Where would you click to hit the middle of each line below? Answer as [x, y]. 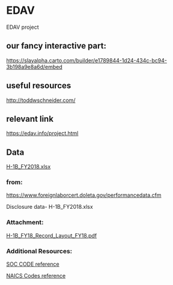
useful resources [39, 85]
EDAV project [23, 27]
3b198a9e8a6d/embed [35, 67]
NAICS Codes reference [36, 276]
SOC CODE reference [33, 264]
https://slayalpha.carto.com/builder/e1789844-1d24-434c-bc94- [86, 60]
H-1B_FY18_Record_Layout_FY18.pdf [52, 235]
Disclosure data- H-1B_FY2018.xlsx [50, 207]
